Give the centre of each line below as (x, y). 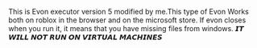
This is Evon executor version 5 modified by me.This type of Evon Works (129, 12)
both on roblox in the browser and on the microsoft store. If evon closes (127, 20)
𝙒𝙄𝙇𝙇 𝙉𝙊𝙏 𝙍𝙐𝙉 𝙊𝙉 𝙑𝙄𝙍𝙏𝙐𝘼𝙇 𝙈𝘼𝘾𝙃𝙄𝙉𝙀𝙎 (85, 37)
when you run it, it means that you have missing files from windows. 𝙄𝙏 (126, 28)
